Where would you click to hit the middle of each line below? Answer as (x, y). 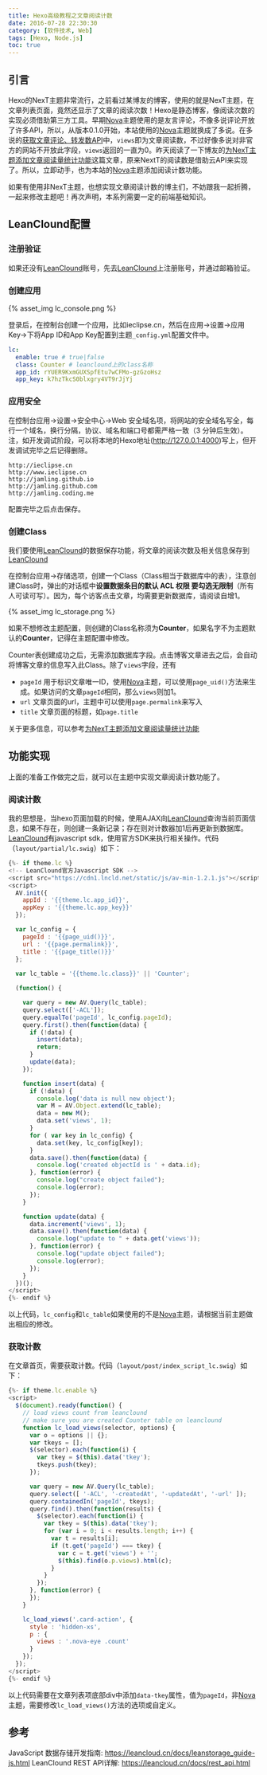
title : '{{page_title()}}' (69, 952)
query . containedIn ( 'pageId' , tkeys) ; (92, 1501)
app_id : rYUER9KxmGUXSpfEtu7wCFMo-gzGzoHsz (88, 372)
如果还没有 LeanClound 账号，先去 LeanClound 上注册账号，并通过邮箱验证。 (131, 268)
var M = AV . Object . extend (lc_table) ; (99, 1106)
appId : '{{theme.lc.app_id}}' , (76, 900)
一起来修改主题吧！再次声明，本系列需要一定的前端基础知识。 (109, 197)
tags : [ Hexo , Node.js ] (46, 38)
